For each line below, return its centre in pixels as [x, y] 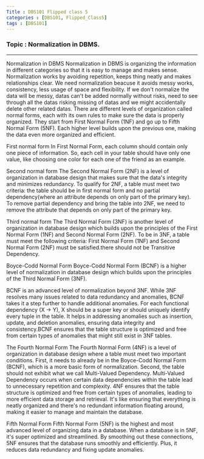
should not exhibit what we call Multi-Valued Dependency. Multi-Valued [96, 373]
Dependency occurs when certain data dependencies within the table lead [100, 379]
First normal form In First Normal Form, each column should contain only [97, 146]
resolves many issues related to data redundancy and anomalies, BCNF [96, 297]
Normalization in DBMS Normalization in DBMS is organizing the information [101, 63]
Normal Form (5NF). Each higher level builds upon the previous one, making [101, 128]
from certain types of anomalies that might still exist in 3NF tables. [89, 336]
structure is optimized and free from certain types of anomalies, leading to [99, 392]
